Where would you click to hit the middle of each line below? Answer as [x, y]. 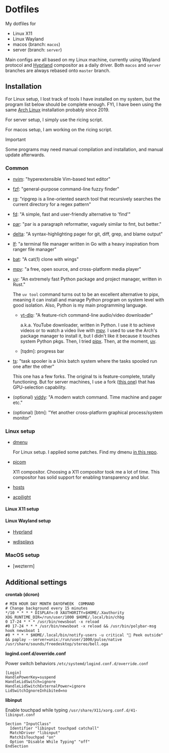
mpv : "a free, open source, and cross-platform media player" [77, 269]
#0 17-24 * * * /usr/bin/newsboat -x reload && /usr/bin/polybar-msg [81, 626]
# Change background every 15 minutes [46, 608]
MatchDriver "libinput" [35, 733]
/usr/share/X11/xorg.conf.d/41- [103, 711]
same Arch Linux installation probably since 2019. [57, 110]
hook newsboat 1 [22, 631]
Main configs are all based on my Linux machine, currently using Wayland [83, 59]
